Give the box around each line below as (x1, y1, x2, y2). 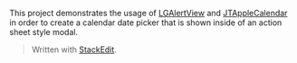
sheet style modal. (9, 27, 79, 37)
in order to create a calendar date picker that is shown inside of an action (9, 17, 283, 28)
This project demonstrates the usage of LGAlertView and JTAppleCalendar (9, 8, 288, 18)
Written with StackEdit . (31, 44, 118, 55)
